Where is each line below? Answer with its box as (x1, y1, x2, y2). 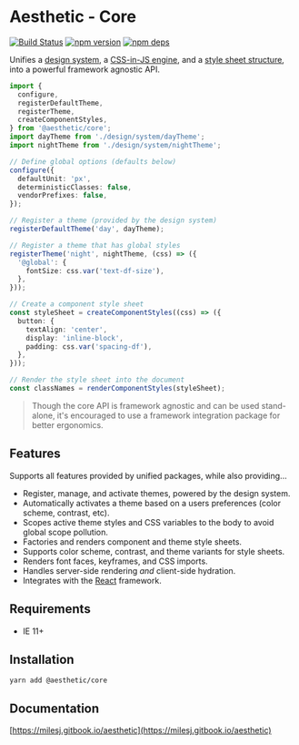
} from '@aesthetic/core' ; (9, 124, 112, 133)
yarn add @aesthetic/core (9, 676, 107, 685)
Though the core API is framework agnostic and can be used (31, 400, 260, 411)
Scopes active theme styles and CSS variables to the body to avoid (22, 516, 274, 527)
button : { (17, 316, 55, 325)
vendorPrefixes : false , (17, 191, 107, 200)
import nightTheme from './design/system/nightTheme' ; (9, 141, 222, 150)
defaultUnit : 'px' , (17, 174, 92, 183)
